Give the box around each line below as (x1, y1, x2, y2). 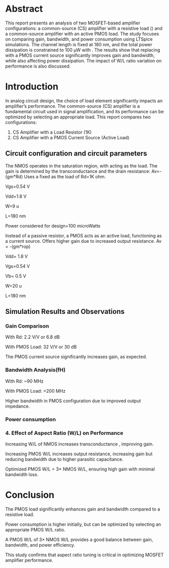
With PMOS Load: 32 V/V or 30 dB (5, 344, 77, 350)
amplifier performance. (5, 557, 53, 563)
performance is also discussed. (5, 63, 71, 69)
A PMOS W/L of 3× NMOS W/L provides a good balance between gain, (5, 537, 153, 543)
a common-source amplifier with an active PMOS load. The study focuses (5, 30, 159, 37)
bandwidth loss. (5, 471, 39, 478)
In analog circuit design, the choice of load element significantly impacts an (5, 98, 163, 104)
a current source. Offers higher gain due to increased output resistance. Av (5, 238, 162, 244)
